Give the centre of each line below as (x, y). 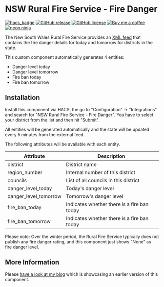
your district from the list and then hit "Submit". (52, 120)
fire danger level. (22, 247)
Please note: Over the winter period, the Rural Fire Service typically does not (82, 237)
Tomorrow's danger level (95, 196)
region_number (25, 172)
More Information (32, 262)
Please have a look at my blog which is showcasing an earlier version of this (82, 274)
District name (81, 164)
